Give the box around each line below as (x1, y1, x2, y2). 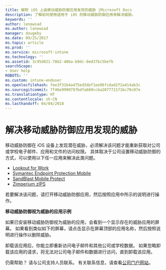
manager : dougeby (5, 31, 42, 36)
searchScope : (5, 64, 33, 69)
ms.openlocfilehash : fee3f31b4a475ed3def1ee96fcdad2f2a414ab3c (5, 82, 141, 87)
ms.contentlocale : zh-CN (5, 96, 57, 101)
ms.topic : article (5, 40, 44, 45)
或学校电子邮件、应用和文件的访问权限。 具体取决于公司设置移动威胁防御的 (5, 148, 161, 154)
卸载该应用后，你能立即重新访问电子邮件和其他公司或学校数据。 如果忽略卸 (5, 243, 161, 249)
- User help (5, 69, 30, 74)
